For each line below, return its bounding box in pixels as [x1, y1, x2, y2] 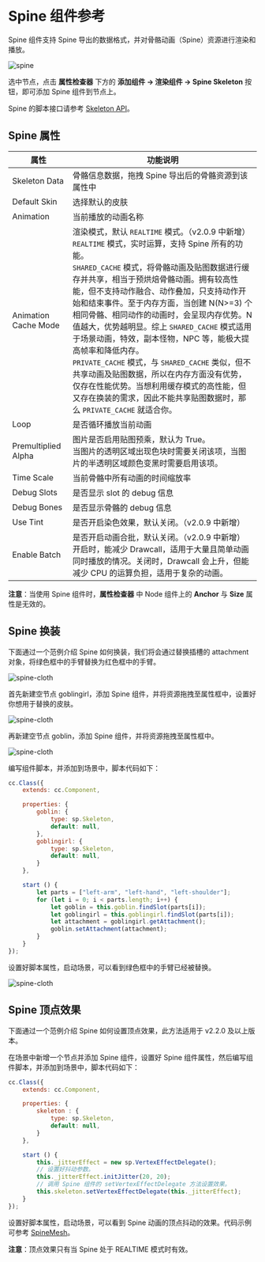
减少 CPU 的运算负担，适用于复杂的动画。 [72, 567, 228, 578]
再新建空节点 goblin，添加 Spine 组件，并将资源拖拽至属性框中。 [8, 731, 218, 741]
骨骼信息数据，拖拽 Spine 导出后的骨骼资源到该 [72, 169, 248, 180]
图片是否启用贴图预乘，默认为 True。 [72, 434, 211, 445]
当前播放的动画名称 [72, 211, 144, 222]
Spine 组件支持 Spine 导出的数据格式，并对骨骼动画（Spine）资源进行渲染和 [8, 35, 256, 44]
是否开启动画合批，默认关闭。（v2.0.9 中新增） [72, 532, 245, 543]
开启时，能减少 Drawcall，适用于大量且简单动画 [72, 544, 250, 555]
